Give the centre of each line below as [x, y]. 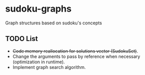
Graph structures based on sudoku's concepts [54, 23]
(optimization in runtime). [39, 62]
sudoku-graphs [38, 9]
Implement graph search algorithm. [49, 67]
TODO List [21, 39]
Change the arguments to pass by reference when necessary [76, 56]
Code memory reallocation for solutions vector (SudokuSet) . [75, 51]
